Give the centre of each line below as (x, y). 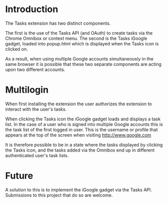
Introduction (32, 9)
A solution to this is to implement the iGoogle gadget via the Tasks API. (79, 189)
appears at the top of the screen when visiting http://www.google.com (78, 135)
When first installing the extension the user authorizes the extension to (79, 104)
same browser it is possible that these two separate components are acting (83, 64)
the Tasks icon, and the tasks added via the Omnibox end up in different (80, 150)
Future (19, 176)
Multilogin (27, 90)
